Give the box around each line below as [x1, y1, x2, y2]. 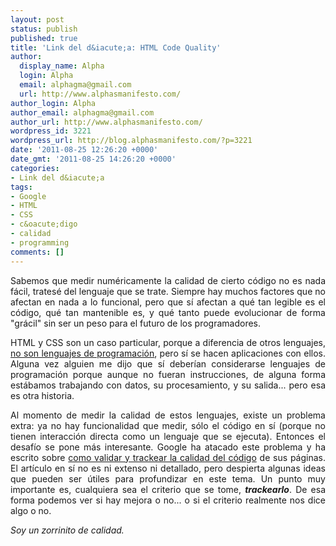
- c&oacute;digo [10, 219, 78, 230]
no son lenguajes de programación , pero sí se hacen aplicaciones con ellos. [10, 347, 326, 359]
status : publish [10, 24, 78, 34]
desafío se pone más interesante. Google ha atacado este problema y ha [10, 441, 326, 453]
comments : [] [10, 247, 65, 257]
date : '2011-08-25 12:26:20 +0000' [10, 145, 159, 155]
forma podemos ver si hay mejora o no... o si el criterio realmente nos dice [10, 494, 326, 506]
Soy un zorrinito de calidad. [10, 524, 125, 536]
